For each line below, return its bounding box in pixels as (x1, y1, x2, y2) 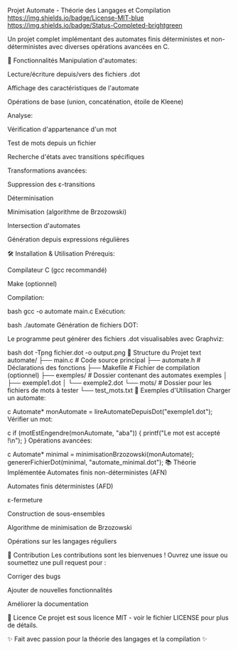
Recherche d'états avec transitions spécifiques (7, 153, 145, 161)
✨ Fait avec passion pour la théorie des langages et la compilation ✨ (7, 635, 207, 643)
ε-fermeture (7, 496, 43, 504)
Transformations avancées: (7, 166, 87, 175)
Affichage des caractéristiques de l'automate (7, 84, 139, 92)
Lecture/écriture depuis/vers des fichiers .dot (7, 70, 141, 78)
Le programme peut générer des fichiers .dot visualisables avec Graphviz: (7, 335, 224, 343)
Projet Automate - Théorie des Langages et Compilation (7, 6, 171, 14)
